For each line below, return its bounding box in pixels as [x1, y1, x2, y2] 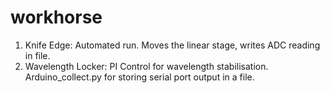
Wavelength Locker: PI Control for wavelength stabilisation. [24, 60, 269, 72]
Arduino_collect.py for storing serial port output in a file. [24, 71, 255, 83]
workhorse [10, 6, 103, 29]
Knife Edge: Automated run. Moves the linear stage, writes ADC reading [24, 39, 321, 51]
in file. [24, 49, 51, 61]
